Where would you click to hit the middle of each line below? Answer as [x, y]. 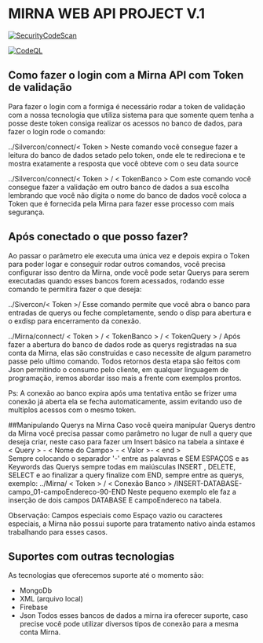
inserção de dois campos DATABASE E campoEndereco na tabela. [115, 500]
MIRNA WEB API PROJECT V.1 [107, 14]
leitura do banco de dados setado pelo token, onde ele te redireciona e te [127, 155]
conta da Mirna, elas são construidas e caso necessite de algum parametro [130, 353]
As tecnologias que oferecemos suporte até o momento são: [106, 575]
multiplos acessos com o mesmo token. [72, 410]
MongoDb [36, 590]
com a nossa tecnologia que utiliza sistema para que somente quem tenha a [131, 115]
